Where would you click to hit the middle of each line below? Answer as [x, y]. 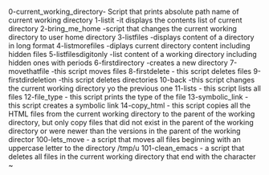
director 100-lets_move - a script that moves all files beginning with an [124, 139]
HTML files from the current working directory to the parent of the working [132, 114]
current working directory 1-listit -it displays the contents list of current [125, 20]
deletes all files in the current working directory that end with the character [132, 157]
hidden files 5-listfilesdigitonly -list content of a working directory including [132, 54]
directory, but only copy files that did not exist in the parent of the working [131, 122]
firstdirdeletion [33, 80]
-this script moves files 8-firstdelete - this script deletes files [151, 71]
